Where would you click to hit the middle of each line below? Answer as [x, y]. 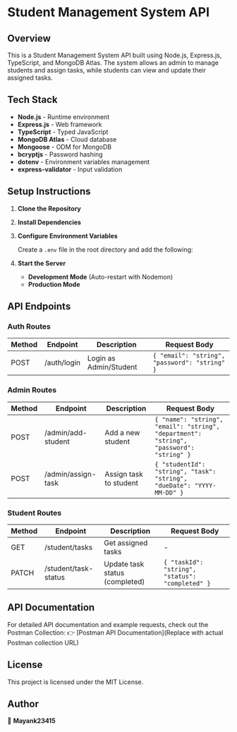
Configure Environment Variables [67, 236]
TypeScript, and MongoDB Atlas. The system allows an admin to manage [113, 63]
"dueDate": [173, 485]
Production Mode [54, 284]
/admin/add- [66, 432]
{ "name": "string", [189, 419]
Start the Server [41, 263]
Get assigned [126, 542]
